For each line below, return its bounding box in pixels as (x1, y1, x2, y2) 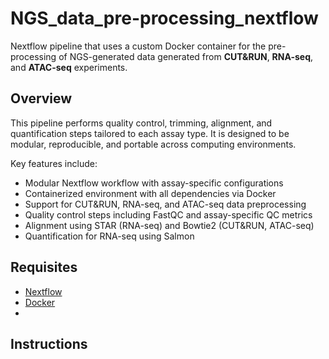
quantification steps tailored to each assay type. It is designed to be (10, 127, 290, 139)
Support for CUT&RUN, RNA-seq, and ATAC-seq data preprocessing (24, 198, 307, 210)
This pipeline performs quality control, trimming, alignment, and (10, 117, 273, 129)
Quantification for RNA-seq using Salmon (24, 230, 195, 242)
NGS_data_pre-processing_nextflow (10, 7, 319, 30)
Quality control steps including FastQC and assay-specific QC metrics (24, 208, 313, 221)
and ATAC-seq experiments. (10, 61, 128, 73)
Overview (10, 90, 73, 107)
